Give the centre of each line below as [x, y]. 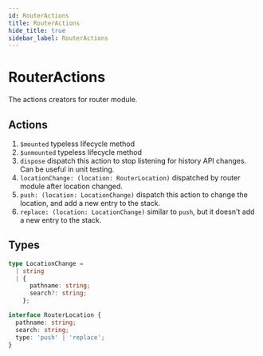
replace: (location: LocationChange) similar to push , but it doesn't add [137, 212]
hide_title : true [37, 30]
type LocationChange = [46, 263]
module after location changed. [71, 186]
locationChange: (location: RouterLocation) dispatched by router [130, 178]
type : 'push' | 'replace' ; [60, 337]
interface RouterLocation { [55, 315]
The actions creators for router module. [73, 100]
